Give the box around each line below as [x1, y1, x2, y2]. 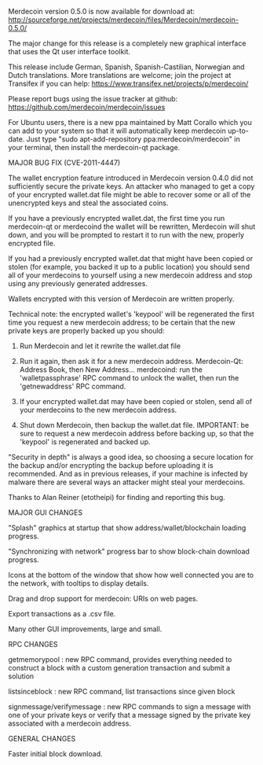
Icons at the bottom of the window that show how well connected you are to [8, 570, 254, 579]
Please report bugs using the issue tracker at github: [8, 94, 178, 103]
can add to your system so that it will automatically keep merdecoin [8, 126, 226, 135]
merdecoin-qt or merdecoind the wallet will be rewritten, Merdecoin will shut [8, 222, 256, 231]
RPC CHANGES [8, 640, 58, 649]
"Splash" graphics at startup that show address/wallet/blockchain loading [8, 523, 247, 532]
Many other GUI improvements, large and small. [8, 624, 163, 634]
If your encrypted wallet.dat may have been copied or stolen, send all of [19, 397, 253, 406]
